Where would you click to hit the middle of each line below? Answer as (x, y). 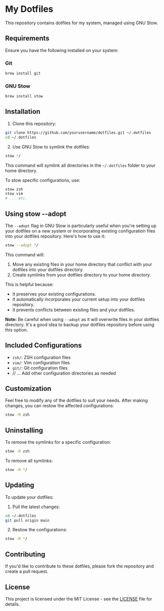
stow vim (14, 194)
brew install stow (24, 96)
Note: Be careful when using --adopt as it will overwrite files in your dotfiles (82, 319)
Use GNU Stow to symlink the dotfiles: (51, 146)
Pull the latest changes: (36, 507)
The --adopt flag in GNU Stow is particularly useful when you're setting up (81, 226)
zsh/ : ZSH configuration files (41, 357)
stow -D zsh (17, 451)
